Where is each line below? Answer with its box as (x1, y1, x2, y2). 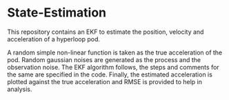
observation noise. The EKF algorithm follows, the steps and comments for (7, 63, 219, 71)
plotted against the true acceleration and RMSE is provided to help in (7, 77, 202, 86)
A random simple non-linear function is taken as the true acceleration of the (7, 48, 223, 57)
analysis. (7, 85, 32, 93)
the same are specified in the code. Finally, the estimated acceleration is (7, 70, 212, 79)
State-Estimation (7, 5, 107, 21)
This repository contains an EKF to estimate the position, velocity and (7, 28, 204, 36)
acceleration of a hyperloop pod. (7, 34, 101, 43)
